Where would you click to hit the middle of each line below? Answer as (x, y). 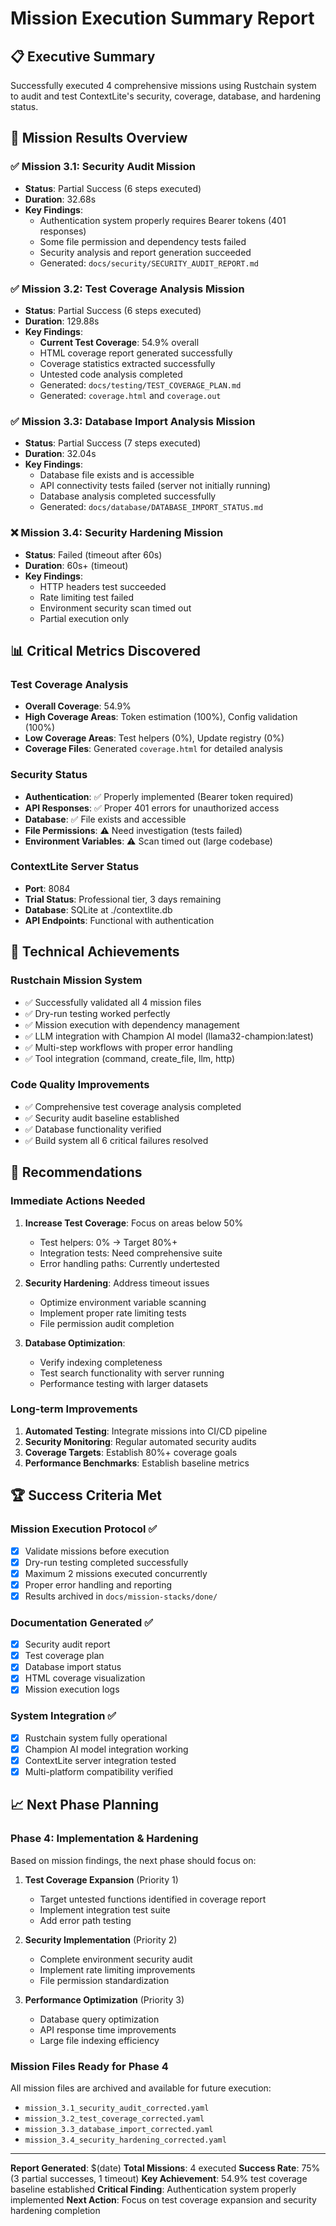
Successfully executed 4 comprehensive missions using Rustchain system (163, 85)
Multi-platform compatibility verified (99, 1771)
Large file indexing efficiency (99, 2040)
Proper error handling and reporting (98, 1584)
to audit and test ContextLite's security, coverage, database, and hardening (166, 96)
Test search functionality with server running (132, 1373)
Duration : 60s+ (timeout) (76, 565)
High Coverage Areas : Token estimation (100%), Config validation (161, 717)
